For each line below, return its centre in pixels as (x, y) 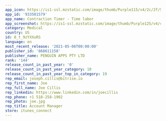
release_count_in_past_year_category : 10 (48, 70)
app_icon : (15, 10)
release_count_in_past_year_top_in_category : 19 (56, 74)
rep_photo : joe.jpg (25, 102)
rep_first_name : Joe (26, 83)
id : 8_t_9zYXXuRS (23, 38)
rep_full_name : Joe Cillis (33, 88)
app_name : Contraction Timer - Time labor (49, 19)
